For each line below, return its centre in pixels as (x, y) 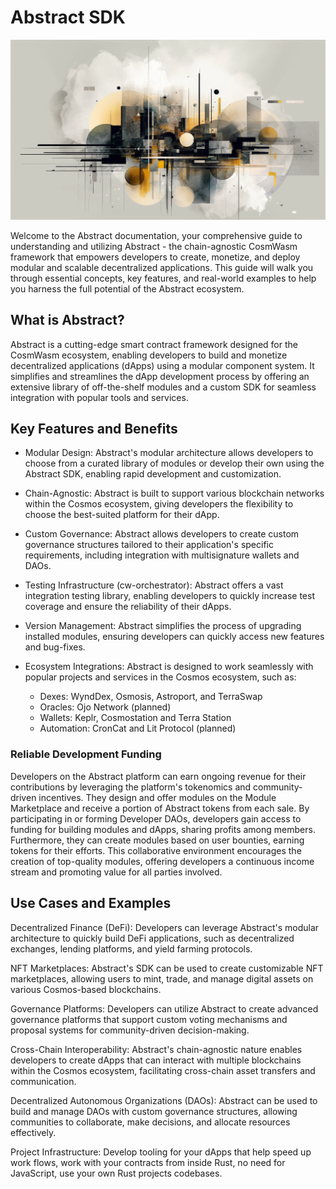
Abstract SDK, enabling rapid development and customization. (153, 474)
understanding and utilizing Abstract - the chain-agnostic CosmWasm (154, 246)
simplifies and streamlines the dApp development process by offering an (160, 376)
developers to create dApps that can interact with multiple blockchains (156, 1060)
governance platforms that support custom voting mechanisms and (149, 1019)
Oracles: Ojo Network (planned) (105, 707)
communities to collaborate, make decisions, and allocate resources (150, 1122)
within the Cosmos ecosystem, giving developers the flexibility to (159, 504)
